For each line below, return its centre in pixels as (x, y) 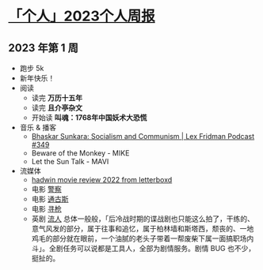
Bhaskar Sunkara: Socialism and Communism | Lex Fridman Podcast (143, 136)
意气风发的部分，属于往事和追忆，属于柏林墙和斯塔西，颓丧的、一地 (143, 229)
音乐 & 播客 (38, 127)
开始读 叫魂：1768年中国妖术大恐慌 (89, 118)
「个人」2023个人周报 (82, 16)
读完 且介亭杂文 (57, 108)
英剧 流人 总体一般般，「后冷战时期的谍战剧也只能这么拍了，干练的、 (143, 219)
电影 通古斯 (50, 199)
